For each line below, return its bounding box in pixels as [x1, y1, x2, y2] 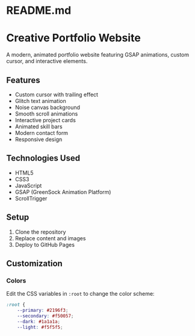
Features [6, 75, 40, 85]
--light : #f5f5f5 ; [17, 324, 63, 330]
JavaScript [14, 182, 42, 189]
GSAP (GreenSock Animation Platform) [14, 188, 111, 196]
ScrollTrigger [14, 194, 48, 202]
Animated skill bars [14, 123, 63, 130]
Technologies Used [6, 153, 80, 163]
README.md [6, 4, 72, 17]
